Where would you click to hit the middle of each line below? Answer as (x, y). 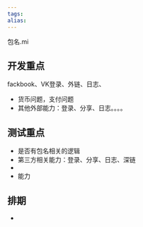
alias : (17, 21)
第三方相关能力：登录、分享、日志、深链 (76, 160)
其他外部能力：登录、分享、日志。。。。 (72, 108)
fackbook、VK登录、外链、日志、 (56, 84)
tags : (15, 14)
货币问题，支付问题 (46, 99)
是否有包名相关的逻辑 (48, 151)
